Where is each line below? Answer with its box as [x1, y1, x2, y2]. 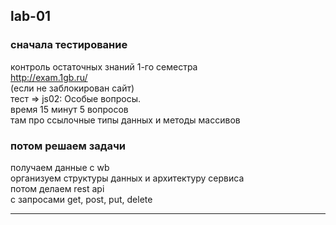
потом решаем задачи [10, 139, 127, 153]
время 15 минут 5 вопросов [10, 103, 129, 115]
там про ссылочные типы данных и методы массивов [10, 114, 241, 126]
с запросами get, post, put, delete [10, 193, 153, 205]
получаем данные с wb [10, 161, 110, 173]
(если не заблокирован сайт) [10, 82, 135, 94]
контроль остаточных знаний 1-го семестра [10, 60, 198, 73]
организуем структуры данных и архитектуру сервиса [10, 172, 245, 184]
